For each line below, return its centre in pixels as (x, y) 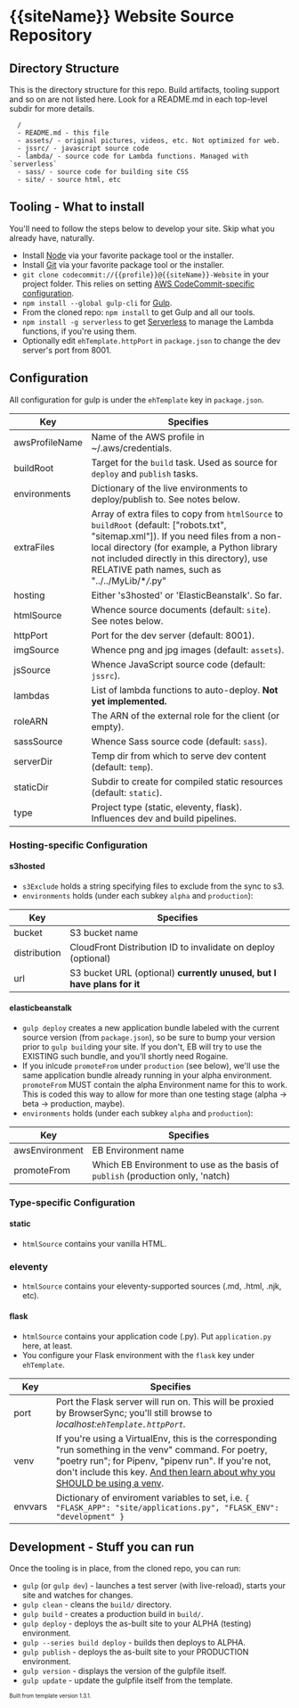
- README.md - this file (63, 133)
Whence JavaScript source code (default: (178, 664)
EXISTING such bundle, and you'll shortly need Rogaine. (125, 1056)
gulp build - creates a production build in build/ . (113, 1614)
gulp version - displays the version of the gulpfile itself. (124, 1671)
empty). (108, 726)
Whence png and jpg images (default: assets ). (188, 650)
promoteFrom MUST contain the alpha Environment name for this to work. (154, 1084)
